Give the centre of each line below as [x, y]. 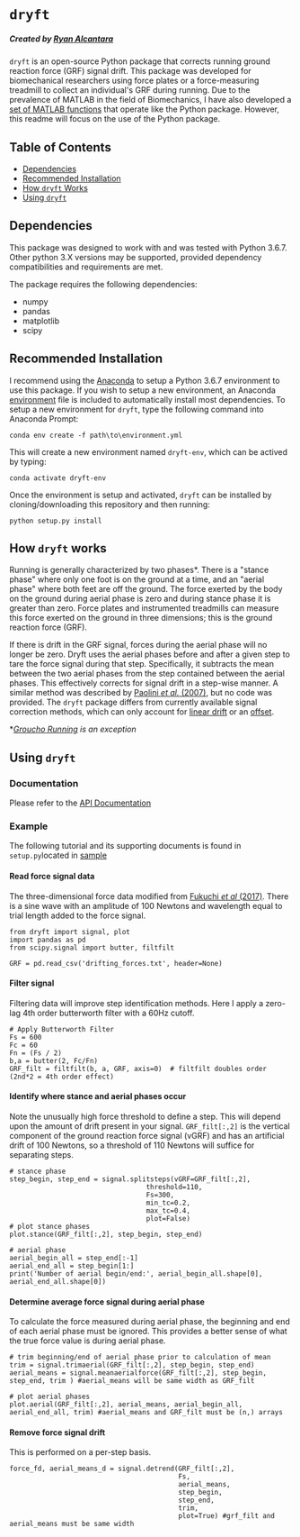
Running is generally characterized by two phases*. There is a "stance [139, 570]
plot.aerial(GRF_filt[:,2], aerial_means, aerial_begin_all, [126, 1405]
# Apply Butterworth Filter [62, 1029]
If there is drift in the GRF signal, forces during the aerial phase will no [138, 645]
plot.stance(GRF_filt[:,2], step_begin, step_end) [106, 1234]
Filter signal [32, 983]
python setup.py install [56, 521]
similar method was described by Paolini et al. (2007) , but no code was [141, 693]
